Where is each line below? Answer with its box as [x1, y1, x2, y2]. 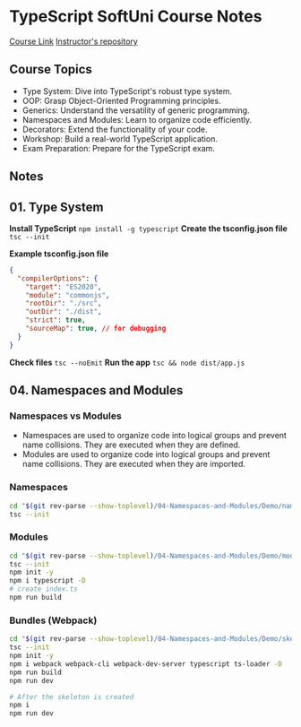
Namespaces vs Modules [9, 410, 123, 422]
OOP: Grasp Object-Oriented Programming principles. [21, 95, 221, 106]
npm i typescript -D [9, 576, 87, 585]
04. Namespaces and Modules [9, 383, 184, 398]
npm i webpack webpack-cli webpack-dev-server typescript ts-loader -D [9, 659, 282, 669]
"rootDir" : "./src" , [25, 299, 102, 308]
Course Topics [9, 62, 92, 77]
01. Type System [9, 199, 104, 214]
